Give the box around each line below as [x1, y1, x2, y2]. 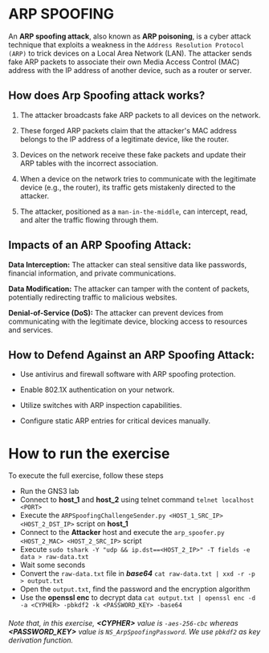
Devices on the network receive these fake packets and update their [19, 149, 247, 159]
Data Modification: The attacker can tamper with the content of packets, [8, 284, 251, 293]
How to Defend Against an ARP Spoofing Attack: [8, 348, 255, 361]
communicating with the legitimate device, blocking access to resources [8, 316, 247, 326]
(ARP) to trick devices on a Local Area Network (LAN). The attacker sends [8, 48, 252, 58]
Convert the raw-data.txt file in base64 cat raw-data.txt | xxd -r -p [19, 569, 255, 578]
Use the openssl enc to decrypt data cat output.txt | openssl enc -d [19, 593, 255, 602]
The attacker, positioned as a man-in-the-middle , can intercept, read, [19, 206, 248, 216]
